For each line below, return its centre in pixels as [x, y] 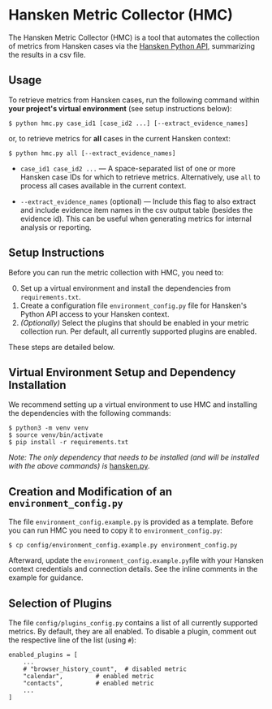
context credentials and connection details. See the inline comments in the [133, 569]
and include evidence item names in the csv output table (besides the [136, 210]
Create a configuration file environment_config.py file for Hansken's [134, 305]
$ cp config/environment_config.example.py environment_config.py [123, 546]
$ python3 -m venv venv [49, 428]
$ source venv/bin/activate [56, 435]
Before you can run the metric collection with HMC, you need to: [116, 272]
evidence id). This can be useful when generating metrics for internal [136, 218]
